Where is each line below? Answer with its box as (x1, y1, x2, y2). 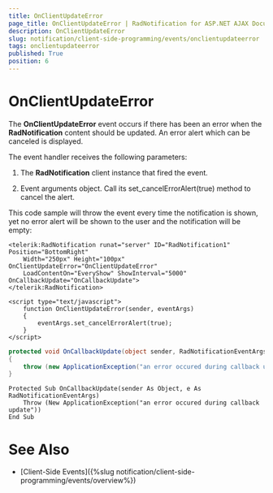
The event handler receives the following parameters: (8, 152, 188, 162)
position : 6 (8, 58, 49, 66)
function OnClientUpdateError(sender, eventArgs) (23, 305, 195, 313)
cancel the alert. (19, 192, 76, 201)
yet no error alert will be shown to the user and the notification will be (8, 216, 241, 226)
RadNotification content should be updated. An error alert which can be (8, 128, 250, 137)
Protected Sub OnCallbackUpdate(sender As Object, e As (8, 385, 201, 393)
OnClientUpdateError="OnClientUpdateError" (8, 262, 158, 270)
